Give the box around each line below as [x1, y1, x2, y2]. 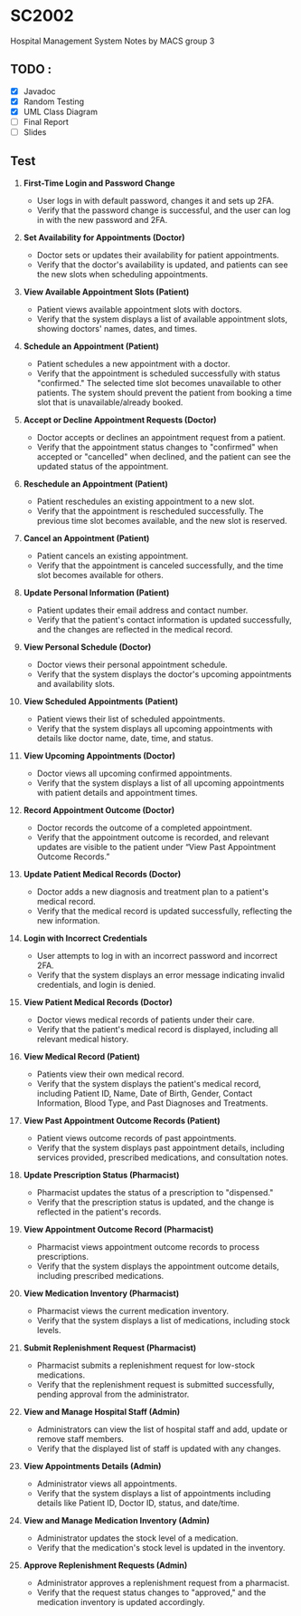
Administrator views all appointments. [36, 1478, 178, 1489]
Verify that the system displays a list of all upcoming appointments [36, 777, 285, 789]
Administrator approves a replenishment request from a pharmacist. [36, 1577, 290, 1588]
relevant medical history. [36, 1033, 129, 1044]
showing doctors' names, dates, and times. [36, 323, 198, 334]
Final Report [23, 116, 69, 127]
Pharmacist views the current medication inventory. [36, 1305, 230, 1316]
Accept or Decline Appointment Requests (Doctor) [23, 414, 217, 425]
